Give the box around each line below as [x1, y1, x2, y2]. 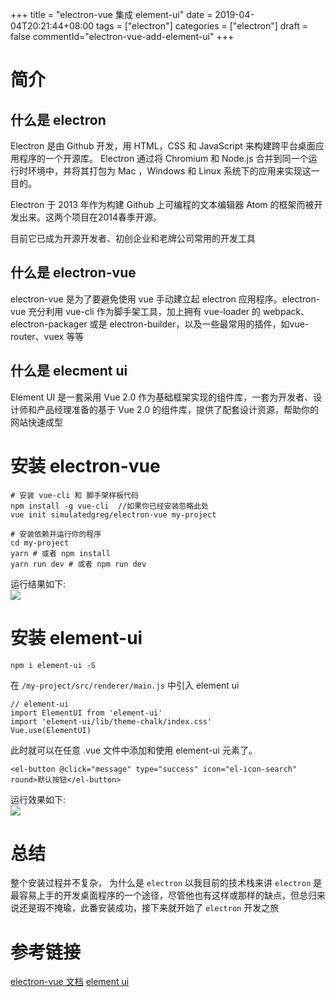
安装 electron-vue [10, 454, 161, 477]
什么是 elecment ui [10, 363, 128, 380]
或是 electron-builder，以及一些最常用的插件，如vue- [89, 318, 310, 330]
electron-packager [10, 318, 88, 330]
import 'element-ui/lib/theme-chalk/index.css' [10, 716, 213, 727]
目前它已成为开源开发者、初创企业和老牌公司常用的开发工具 [10, 233, 256, 244]
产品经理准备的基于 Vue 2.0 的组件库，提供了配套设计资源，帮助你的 [36, 403, 319, 415]
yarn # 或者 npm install [10, 548, 111, 558]
